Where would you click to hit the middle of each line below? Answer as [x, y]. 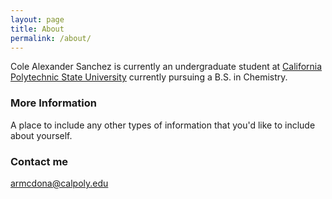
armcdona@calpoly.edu [59, 183]
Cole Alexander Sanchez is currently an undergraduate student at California [166, 67]
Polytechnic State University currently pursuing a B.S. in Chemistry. [149, 77]
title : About [37, 29]
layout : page [37, 19]
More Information [53, 103]
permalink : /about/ [51, 38]
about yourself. [41, 135]
